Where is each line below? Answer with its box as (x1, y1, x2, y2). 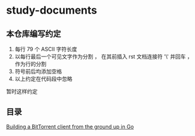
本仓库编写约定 (6, 29, 61, 39)
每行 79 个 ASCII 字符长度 (14, 46, 77, 52)
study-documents (6, 4, 97, 17)
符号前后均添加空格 (14, 68, 62, 75)
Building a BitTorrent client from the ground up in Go (6, 123, 134, 130)
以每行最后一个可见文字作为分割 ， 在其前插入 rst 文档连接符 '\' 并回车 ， (14, 53, 193, 60)
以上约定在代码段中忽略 (14, 75, 73, 82)
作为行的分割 (14, 61, 46, 67)
